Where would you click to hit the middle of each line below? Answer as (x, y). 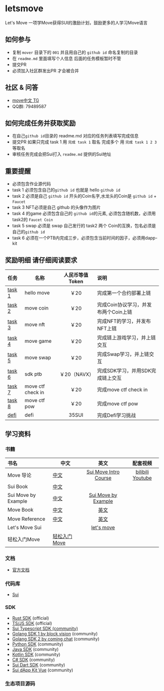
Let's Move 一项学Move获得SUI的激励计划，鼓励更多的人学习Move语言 (76, 22)
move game (38, 341)
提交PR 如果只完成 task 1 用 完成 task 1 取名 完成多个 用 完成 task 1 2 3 (84, 142)
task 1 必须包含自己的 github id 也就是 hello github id (66, 190)
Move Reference (26, 519)
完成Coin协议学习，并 (122, 305)
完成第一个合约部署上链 (124, 293)
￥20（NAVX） (77, 374)
